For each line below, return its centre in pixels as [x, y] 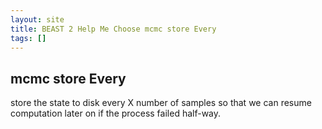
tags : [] [28, 38]
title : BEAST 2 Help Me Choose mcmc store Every [113, 29]
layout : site [37, 19]
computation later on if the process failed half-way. [116, 113]
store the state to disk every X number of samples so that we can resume [161, 103]
